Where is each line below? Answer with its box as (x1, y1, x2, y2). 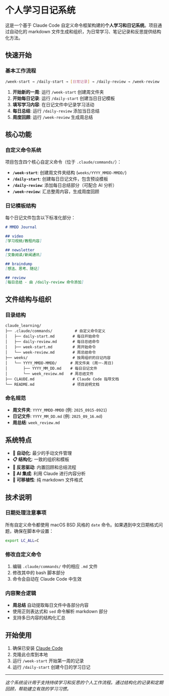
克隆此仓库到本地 (12, 652, 48, 658)
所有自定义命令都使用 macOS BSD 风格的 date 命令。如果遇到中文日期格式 (5, 522, 159, 528)
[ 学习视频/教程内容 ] (5, 239, 42, 244)
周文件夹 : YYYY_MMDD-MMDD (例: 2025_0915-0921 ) (12, 407, 107, 413)
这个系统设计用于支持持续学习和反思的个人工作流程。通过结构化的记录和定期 (5, 679, 163, 685)
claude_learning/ (5, 323, 42, 328)
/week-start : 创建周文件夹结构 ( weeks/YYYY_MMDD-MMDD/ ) (12, 170, 127, 176)
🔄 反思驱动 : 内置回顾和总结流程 (12, 464, 77, 470)
